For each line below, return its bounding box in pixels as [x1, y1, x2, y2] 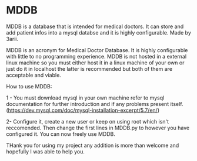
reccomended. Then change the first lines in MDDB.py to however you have [6, 124, 190, 131]
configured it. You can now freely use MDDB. [6, 130, 116, 138]
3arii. [6, 35, 19, 42]
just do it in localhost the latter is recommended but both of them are [6, 65, 172, 72]
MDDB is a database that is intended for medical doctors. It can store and [6, 23, 184, 30]
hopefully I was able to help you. [6, 148, 85, 155]
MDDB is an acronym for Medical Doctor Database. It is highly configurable [6, 46, 188, 53]
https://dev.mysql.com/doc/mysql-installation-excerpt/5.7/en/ [8, 107, 158, 114]
